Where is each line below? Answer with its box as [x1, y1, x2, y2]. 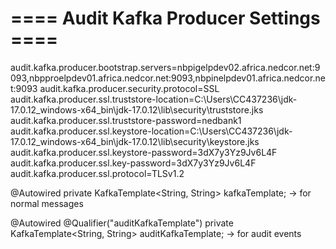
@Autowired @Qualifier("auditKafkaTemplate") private [10, 217, 234, 229]
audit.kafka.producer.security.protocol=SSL [39, 82, 220, 94]
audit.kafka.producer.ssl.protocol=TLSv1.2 [10, 167, 185, 179]
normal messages [10, 197, 84, 209]
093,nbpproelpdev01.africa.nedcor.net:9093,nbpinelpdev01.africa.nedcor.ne [10, 72, 326, 84]
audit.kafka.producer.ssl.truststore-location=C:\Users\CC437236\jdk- [10, 93, 298, 105]
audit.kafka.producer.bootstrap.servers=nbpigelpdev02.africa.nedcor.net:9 [10, 61, 321, 73]
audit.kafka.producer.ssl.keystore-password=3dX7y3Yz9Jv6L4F [10, 146, 278, 158]
